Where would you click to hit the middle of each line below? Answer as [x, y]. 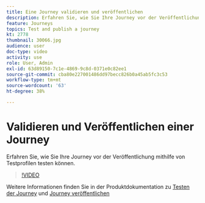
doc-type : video [27, 52]
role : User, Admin [30, 63]
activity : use [24, 57]
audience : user [26, 46]
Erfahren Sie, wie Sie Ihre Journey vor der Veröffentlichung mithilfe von [96, 157]
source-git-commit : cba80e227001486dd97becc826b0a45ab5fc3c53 [87, 74]
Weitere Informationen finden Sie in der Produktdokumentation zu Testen [98, 187]
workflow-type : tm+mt [34, 80]
